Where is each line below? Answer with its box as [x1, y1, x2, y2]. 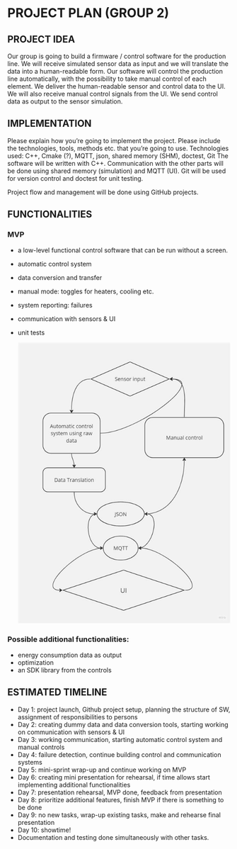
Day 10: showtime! [17, 826, 71, 834]
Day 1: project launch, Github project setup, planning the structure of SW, [17, 705, 231, 714]
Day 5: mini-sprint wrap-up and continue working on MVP [17, 765, 187, 774]
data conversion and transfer [17, 273, 103, 281]
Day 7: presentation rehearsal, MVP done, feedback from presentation [17, 788, 222, 797]
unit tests [17, 328, 45, 337]
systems [17, 758, 42, 766]
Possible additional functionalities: [7, 634, 129, 644]
